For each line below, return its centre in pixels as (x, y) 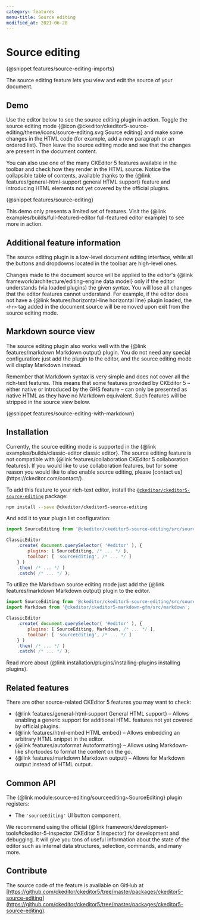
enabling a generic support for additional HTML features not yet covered (104, 720)
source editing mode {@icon (41, 126)
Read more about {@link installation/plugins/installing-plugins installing (93, 663)
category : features (30, 12)
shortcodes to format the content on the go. (79, 752)
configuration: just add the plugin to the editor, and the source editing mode (99, 359)
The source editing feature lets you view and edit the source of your (90, 80)
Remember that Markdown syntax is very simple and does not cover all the (98, 377)
